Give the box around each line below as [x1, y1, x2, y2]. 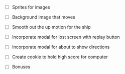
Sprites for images [12, 4, 51, 10]
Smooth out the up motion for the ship [12, 24, 91, 30]
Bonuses [12, 64, 31, 70]
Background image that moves [12, 14, 76, 20]
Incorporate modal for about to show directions [12, 44, 110, 50]
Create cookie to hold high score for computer [12, 54, 108, 60]
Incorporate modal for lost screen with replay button [12, 34, 120, 40]
